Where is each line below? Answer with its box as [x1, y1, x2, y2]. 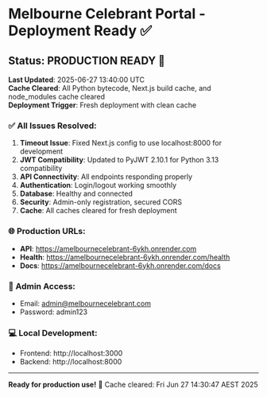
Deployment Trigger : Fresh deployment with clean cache [8, 100, 197, 110]
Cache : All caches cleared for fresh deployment [19, 206, 177, 216]
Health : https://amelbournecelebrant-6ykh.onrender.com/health [19, 252, 230, 262]
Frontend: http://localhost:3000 [19, 348, 123, 358]
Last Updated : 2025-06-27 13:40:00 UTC [8, 75, 145, 84]
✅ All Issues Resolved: [8, 120, 97, 131]
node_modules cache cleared [8, 92, 106, 101]
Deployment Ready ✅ [8, 21, 153, 40]
